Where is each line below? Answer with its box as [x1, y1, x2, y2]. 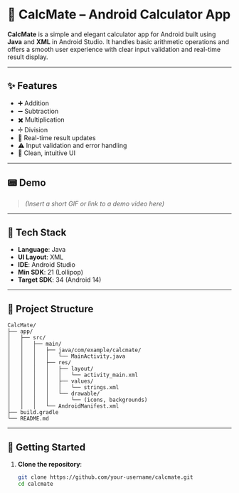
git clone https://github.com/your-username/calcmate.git [17, 474, 193, 481]
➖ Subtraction [17, 107, 59, 115]
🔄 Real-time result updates [17, 133, 96, 142]
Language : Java [17, 245, 66, 254]
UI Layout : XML [17, 253, 64, 262]
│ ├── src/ [7, 334, 46, 341]
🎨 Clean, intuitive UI [17, 149, 76, 157]
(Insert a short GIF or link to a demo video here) [24, 199, 165, 208]
